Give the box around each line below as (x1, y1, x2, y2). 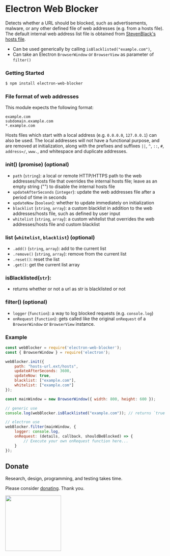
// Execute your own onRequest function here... (23, 438, 129, 444)
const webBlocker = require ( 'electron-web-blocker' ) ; (5, 345, 122, 350)
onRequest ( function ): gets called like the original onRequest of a (12, 316, 146, 322)
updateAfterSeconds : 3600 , (14, 368, 72, 374)
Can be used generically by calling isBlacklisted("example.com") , (12, 46, 152, 52)
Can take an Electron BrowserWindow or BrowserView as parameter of (12, 51, 154, 57)
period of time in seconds (12, 194, 67, 200)
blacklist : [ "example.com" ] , (14, 378, 76, 383)
